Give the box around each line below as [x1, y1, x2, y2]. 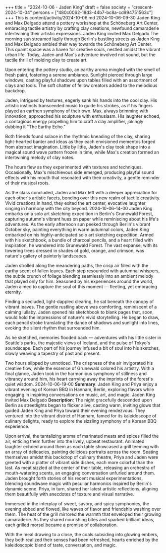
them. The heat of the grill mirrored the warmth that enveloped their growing [5, 511, 161, 517]
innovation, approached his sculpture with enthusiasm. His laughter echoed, [5, 113, 161, 119]
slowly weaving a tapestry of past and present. [5, 350, 101, 356]
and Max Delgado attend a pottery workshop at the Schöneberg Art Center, [5, 20, 159, 26]
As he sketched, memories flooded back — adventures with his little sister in [5, 335, 162, 340]
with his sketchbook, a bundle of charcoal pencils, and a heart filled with [5, 237, 153, 243]
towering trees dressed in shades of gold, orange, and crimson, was [5, 248, 145, 253]
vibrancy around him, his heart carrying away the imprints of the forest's [5, 376, 153, 382]
